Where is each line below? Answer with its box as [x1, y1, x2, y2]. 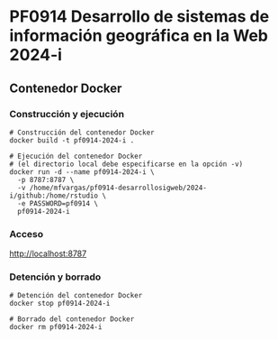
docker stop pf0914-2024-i [9, 299, 111, 308]
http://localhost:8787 [9, 248, 87, 259]
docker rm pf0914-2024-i [9, 323, 103, 332]
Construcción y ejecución [9, 107, 124, 120]
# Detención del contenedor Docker [9, 291, 143, 300]
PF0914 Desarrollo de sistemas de [9, 6, 270, 27]
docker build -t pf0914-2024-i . [9, 135, 135, 145]
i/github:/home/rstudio [9, 191, 99, 200]
